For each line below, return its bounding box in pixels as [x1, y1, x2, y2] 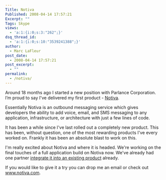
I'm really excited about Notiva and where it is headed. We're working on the [5, 144, 161, 150]
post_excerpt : [5, 62, 35, 67]
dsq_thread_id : [5, 35, 37, 40]
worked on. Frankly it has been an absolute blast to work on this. [5, 135, 137, 141]
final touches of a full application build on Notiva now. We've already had [5, 149, 154, 155]
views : [5, 26, 19, 31]
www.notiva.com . [5, 170, 41, 176]
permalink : [5, 72, 28, 76]
